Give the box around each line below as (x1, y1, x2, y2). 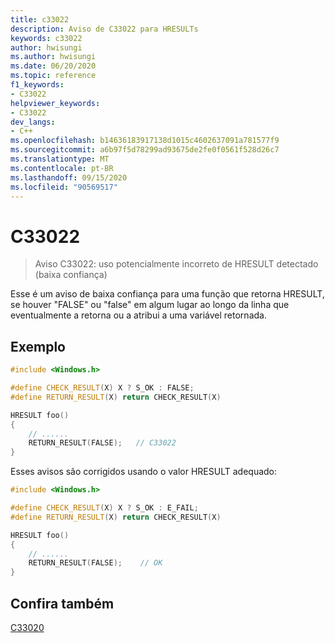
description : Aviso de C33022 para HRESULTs (10, 24, 199, 34)
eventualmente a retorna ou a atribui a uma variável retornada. (10, 309, 267, 321)
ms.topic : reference (10, 71, 97, 81)
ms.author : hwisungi (10, 52, 97, 62)
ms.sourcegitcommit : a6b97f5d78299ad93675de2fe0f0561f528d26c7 (10, 145, 280, 155)
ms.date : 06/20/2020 (10, 61, 97, 71)
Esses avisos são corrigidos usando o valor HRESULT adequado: (10, 466, 278, 478)
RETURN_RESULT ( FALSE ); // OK (28, 558, 163, 568)
